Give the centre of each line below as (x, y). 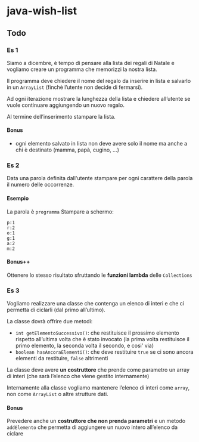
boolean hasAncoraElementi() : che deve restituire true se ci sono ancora (104, 352)
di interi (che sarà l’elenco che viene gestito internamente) (78, 376)
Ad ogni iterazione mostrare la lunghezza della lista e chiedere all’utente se (99, 98)
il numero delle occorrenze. (41, 185)
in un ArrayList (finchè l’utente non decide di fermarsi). (75, 87)
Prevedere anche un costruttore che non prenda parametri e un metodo (96, 421)
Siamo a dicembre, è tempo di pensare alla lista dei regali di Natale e (91, 63)
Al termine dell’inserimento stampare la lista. (61, 116)
